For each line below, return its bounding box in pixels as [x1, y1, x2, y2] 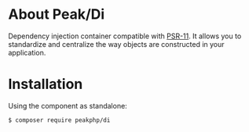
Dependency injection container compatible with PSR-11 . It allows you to [8, 31, 242, 41]
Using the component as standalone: [8, 101, 127, 110]
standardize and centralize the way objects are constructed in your [8, 39, 225, 48]
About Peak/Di [8, 5, 105, 23]
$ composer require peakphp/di [8, 116, 111, 124]
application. [8, 48, 46, 57]
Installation [8, 76, 83, 93]
